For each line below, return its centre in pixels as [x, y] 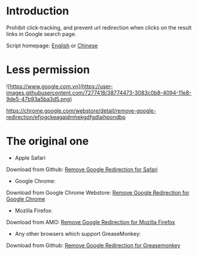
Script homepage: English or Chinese [52, 45]
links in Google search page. [41, 34]
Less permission [48, 70]
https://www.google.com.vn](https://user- [62, 86]
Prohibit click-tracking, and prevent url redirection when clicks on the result [99, 28]
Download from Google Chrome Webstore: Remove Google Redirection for [98, 192]
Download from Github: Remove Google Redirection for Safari [82, 169]
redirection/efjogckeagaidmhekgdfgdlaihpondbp [66, 117]
